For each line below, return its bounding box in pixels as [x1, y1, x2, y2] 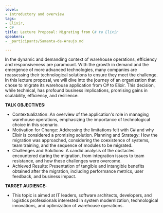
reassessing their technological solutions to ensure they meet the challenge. [5, 71, 158, 78]
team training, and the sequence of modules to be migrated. [12, 142, 133, 148]
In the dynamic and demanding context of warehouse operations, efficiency [5, 56, 157, 62]
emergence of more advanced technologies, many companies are [5, 67, 137, 72]
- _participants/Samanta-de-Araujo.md [5, 39, 84, 44]
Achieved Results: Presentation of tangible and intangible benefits [12, 163, 145, 169]
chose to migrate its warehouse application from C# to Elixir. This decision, [5, 82, 155, 88]
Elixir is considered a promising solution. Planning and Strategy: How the [12, 132, 158, 138]
